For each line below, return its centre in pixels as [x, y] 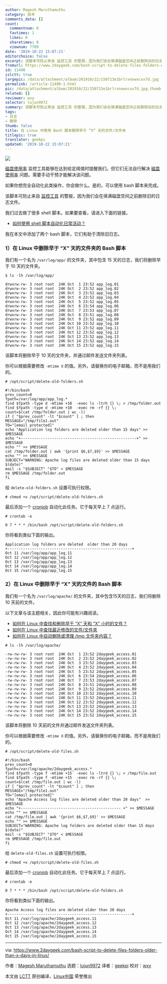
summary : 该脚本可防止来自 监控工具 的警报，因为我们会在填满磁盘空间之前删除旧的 [80, 107]
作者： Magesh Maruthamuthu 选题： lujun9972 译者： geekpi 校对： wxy [78, 966]
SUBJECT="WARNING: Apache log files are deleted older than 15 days [78, 460]
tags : [11, 112]
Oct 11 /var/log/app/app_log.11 [39, 553]
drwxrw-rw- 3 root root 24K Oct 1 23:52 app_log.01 [62, 284]
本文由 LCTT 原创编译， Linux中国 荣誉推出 [49, 976]
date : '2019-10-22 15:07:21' [35, 51]
